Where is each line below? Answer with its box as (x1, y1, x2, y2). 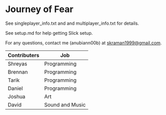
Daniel (8, 85, 23, 92)
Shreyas (8, 60, 27, 67)
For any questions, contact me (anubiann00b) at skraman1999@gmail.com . (5, 39, 162, 46)
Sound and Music (44, 101, 86, 108)
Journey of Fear (5, 4, 73, 15)
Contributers (8, 51, 39, 59)
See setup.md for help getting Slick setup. (5, 30, 93, 36)
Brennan (8, 68, 28, 75)
